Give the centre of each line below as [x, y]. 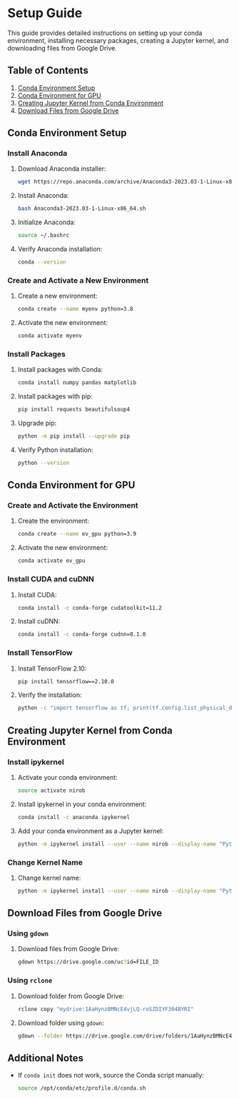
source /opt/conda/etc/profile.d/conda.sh [82, 1088]
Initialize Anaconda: [47, 222]
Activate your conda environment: [67, 777]
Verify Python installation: [56, 450]
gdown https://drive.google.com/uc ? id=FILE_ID [88, 962]
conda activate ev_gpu [51, 561]
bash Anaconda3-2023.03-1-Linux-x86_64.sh [82, 209]
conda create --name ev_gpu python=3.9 [77, 534]
